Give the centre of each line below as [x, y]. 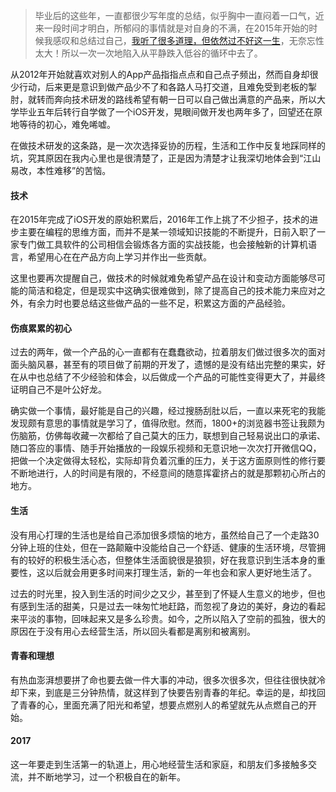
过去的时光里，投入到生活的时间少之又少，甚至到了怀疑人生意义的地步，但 [163, 593]
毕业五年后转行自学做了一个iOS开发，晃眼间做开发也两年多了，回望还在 [166, 112]
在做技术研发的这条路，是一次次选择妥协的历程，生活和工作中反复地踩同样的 [168, 145]
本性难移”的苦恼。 [74, 170]
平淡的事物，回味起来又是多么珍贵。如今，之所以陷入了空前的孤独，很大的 [172, 618]
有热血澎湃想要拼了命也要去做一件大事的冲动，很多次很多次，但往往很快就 [163, 680]
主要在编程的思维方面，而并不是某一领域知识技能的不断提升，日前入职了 [167, 232]
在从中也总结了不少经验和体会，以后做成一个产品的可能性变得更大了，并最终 [168, 377]
